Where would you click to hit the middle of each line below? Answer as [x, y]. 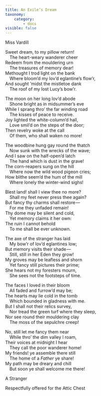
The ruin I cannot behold [30, 224]
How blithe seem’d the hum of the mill [44, 177]
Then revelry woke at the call [35, 130]
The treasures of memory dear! [42, 68]
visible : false [21, 28]
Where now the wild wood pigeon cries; [50, 172]
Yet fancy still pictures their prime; [45, 265]
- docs [30, 24]
